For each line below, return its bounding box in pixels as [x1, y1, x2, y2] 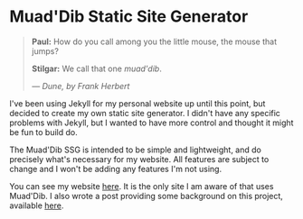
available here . [9, 200, 64, 211]
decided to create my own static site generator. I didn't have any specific [9, 107, 280, 118]
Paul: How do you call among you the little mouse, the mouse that [31, 36, 278, 47]
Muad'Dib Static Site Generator [9, 6, 249, 27]
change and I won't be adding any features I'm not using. [9, 163, 223, 174]
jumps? [31, 45, 59, 56]
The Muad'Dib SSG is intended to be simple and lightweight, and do [9, 144, 262, 155]
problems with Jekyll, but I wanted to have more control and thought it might [9, 117, 294, 128]
